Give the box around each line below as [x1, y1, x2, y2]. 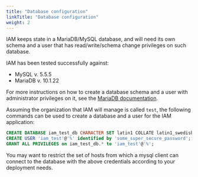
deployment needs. [6, 164, 53, 171]
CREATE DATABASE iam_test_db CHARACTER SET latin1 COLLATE [6, 130, 154, 136]
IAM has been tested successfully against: [6, 59, 109, 66]
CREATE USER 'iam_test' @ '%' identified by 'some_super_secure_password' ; [6, 136, 192, 142]
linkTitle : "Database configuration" [6, 14, 99, 20]
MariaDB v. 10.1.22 [14, 77, 60, 84]
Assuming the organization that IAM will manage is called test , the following [6, 106, 192, 113]
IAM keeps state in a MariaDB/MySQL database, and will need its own [6, 36, 176, 43]
